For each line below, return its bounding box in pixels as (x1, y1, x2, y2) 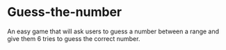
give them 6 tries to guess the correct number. (7, 34, 140, 42)
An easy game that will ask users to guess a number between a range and (7, 27, 220, 35)
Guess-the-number (7, 4, 122, 20)
